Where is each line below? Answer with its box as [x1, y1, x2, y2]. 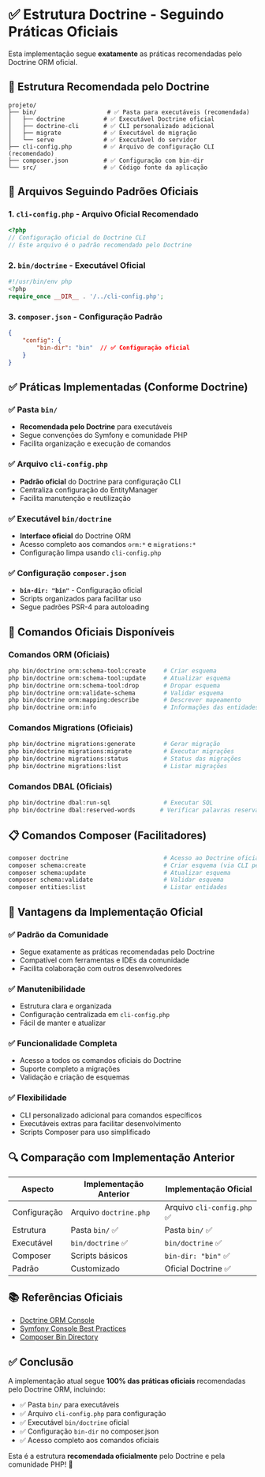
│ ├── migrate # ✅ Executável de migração [8, 129, 197, 137]
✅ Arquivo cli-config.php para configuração [19, 1409, 166, 1419]
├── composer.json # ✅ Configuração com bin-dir [8, 156, 204, 164]
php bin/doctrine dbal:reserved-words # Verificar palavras [8, 806, 231, 815]
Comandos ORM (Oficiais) [8, 649, 110, 660]
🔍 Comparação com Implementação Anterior [8, 1151, 235, 1165]
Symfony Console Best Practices [19, 1324, 126, 1333]
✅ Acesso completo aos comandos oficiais [19, 1436, 159, 1445]
